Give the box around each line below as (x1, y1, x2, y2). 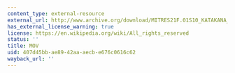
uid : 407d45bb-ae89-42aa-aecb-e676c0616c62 (7, 49, 136, 56)
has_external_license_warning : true (7, 23, 114, 30)
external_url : (7, 17, 49, 24)
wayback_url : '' (7, 56, 55, 63)
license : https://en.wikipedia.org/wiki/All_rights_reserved (7, 29, 190, 37)
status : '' (7, 36, 39, 43)
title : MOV (7, 42, 39, 49)
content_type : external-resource (7, 10, 105, 17)
